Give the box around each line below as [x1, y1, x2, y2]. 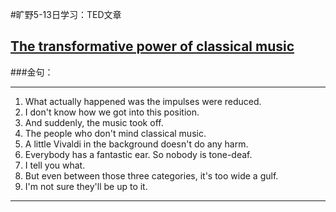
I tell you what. [24, 159, 86, 171]
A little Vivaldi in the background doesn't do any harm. [24, 138, 249, 150]
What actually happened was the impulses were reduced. [24, 95, 262, 107]
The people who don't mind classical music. [24, 127, 207, 139]
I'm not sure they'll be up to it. [24, 180, 148, 192]
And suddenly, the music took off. [24, 116, 164, 128]
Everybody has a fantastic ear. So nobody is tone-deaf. [24, 148, 253, 160]
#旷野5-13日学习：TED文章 [10, 9, 122, 20]
